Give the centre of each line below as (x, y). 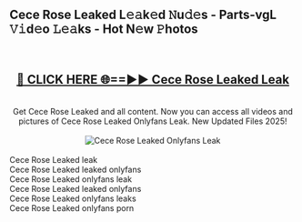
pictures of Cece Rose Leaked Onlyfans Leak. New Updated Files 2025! (153, 121)
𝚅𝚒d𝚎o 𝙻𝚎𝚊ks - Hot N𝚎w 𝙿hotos (104, 30)
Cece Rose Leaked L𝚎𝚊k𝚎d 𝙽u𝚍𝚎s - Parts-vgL (143, 15)
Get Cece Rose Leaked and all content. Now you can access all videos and (153, 111)
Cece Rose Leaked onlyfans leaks (73, 198)
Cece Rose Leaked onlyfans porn (72, 207)
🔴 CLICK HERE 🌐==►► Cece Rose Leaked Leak (153, 80)
